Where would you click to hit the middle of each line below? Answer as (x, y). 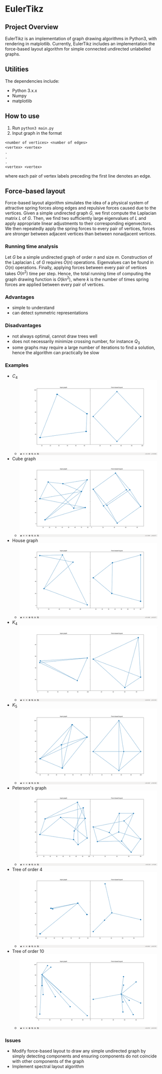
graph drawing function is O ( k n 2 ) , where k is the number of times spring (77, 279)
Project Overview (32, 27)
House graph (25, 540)
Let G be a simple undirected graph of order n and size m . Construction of (79, 257)
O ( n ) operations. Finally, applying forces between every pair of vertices (76, 267)
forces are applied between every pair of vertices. (55, 285)
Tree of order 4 (27, 870)
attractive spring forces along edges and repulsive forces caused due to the (81, 208)
